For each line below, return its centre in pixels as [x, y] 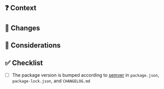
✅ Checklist [24, 63]
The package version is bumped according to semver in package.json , [86, 75]
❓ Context [21, 8]
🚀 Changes [22, 28]
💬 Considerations [33, 45]
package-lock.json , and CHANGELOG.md [51, 81]
